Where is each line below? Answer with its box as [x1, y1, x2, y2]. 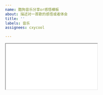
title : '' [5, 16, 25, 21]
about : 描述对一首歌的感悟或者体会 [5, 12, 68, 17]
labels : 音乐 [5, 20, 30, 26]
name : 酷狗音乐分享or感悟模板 [5, 7, 60, 12]
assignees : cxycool [5, 25, 45, 30]
